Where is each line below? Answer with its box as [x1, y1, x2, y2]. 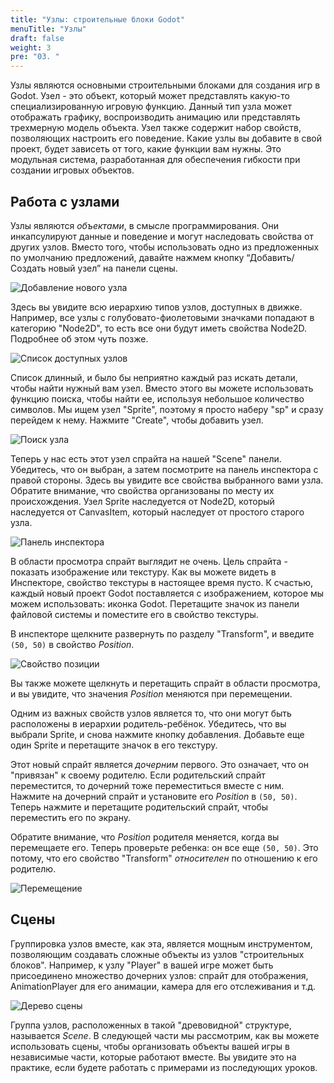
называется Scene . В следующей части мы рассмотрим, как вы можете [10, 1029, 320, 1041]
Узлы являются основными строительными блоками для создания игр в [10, 79, 321, 91]
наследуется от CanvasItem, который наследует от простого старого [10, 506, 305, 518]
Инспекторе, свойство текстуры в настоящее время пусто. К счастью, [10, 576, 313, 588]
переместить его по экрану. [10, 811, 131, 823]
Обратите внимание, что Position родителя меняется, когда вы [10, 831, 280, 843]
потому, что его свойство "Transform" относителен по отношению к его [10, 852, 318, 864]
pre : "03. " [10, 52, 60, 62]
